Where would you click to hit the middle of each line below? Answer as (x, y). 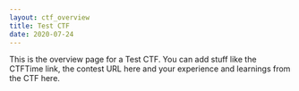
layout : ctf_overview (50, 17)
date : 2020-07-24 (42, 34)
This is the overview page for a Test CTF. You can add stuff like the (133, 60)
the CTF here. (35, 79)
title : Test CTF (39, 26)
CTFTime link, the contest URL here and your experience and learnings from (150, 69)
